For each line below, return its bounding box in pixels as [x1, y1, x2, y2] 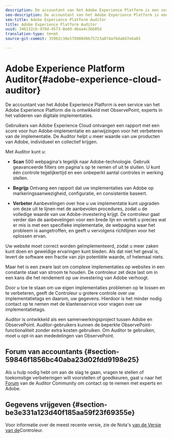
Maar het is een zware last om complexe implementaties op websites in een [5, 264, 165, 270]
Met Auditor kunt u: [5, 148, 46, 154]
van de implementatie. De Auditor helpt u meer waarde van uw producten [5, 133, 160, 139]
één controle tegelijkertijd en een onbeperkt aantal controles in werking [12, 169, 164, 175]
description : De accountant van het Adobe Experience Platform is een [5, 7, 159, 13]
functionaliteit [5, 327, 34, 333]
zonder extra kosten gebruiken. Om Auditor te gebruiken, [35, 327, 156, 333]
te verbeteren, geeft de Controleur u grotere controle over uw [5, 290, 135, 296]
